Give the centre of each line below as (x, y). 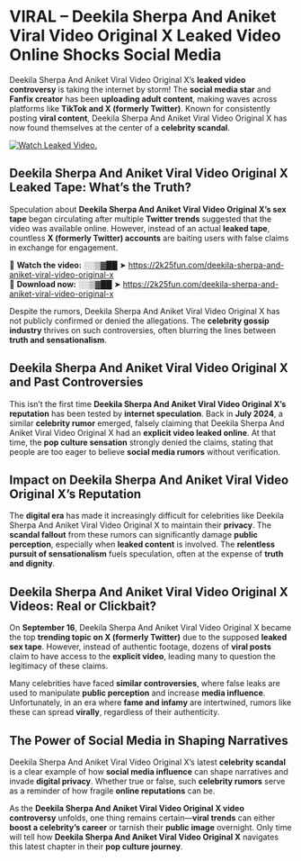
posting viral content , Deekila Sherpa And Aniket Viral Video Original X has (148, 118)
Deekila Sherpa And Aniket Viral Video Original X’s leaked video (128, 79)
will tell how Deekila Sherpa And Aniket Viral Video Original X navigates (144, 837)
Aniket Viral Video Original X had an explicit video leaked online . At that (143, 432)
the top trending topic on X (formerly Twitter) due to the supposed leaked (148, 638)
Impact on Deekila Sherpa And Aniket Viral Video (149, 480)
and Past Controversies (76, 382)
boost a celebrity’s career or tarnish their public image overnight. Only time (150, 827)
